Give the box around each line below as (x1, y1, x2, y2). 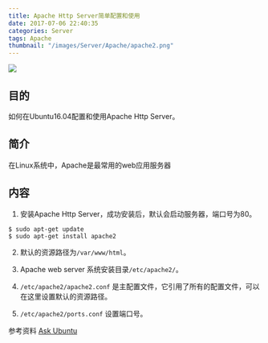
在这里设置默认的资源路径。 (19, 291, 112, 301)
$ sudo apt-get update (8, 225, 84, 233)
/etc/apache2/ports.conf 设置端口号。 (19, 308, 148, 318)
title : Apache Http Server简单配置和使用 (8, 11, 140, 20)
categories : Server (8, 27, 74, 35)
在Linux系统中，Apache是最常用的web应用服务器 (8, 160, 172, 170)
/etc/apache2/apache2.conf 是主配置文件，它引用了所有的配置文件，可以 (19, 281, 260, 291)
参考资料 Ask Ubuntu (8, 325, 78, 335)
